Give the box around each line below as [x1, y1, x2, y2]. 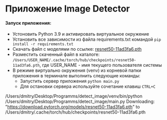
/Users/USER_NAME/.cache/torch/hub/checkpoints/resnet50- [12, 58, 136, 63]
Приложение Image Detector [5, 3, 130, 15]
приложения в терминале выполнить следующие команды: [12, 73, 140, 79]
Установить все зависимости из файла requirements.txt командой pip [12, 36, 161, 43]
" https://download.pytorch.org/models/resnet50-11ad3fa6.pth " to [5, 104, 140, 110]
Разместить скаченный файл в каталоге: [12, 51, 100, 58]
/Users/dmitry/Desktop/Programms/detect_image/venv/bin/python [5, 93, 143, 99]
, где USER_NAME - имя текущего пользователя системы [39, 62, 162, 68]
